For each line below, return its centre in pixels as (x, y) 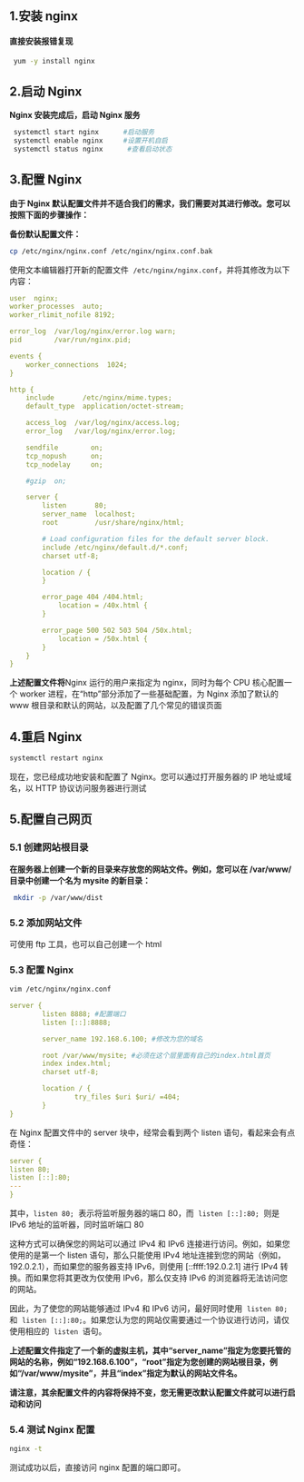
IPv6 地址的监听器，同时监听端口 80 (77, 1225)
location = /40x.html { (103, 606)
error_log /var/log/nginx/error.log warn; (93, 331)
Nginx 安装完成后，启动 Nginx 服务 (75, 115)
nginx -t (26, 1449)
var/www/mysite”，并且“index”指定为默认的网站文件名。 (133, 1373)
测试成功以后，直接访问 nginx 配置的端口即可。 (98, 1467)
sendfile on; (64, 448)
